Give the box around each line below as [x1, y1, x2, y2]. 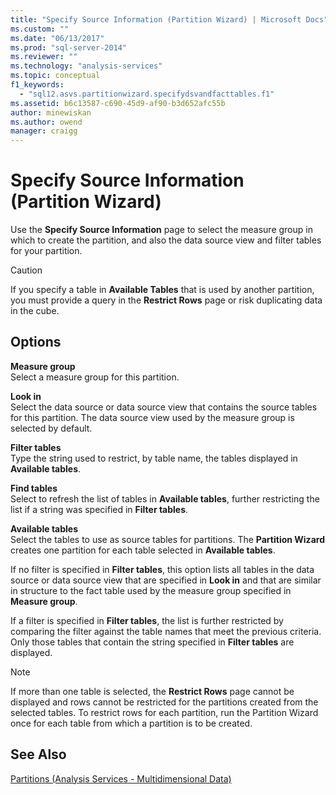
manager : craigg [10, 126, 78, 136]
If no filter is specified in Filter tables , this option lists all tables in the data [10, 563, 315, 575]
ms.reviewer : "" [10, 52, 78, 62]
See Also [10, 746, 67, 763]
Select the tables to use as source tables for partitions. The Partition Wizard [10, 533, 325, 545]
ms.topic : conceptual [10, 71, 101, 81]
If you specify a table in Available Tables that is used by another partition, [10, 284, 315, 296]
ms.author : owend [10, 117, 83, 127]
